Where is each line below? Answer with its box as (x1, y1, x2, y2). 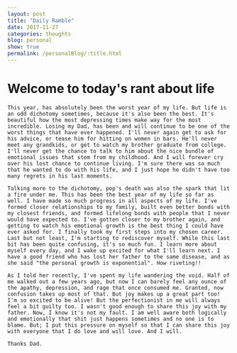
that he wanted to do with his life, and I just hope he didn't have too (7, 166, 231, 173)
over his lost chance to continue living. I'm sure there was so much (7, 160, 221, 167)
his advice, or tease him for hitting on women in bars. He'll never (7, 135, 218, 142)
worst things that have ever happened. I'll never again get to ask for (7, 129, 227, 136)
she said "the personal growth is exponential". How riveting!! (7, 259, 202, 266)
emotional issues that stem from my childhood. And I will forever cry (7, 153, 224, 161)
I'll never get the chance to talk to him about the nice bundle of (7, 147, 214, 155)
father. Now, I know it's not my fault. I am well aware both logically (7, 309, 227, 316)
